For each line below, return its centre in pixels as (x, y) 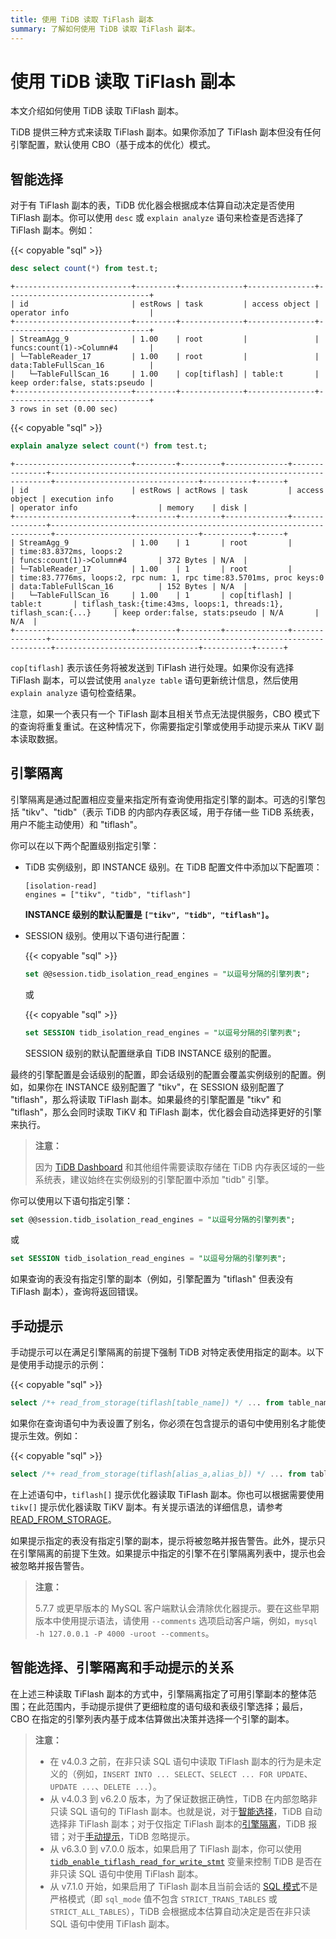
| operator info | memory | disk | (129, 508)
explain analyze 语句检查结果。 (76, 692)
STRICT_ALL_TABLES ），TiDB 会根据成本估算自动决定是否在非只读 (180, 1911)
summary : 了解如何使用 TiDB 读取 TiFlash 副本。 (105, 29)
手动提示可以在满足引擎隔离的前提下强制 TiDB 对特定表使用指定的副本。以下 (167, 1352)
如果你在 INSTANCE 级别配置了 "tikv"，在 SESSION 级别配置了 (156, 1087)
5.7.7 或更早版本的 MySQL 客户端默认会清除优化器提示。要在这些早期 (177, 1608)
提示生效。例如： (45, 1435)
